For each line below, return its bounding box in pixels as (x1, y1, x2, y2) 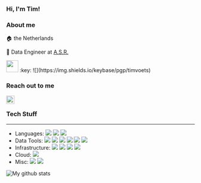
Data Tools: (14, 137, 43, 144)
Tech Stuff (6, 110, 38, 118)
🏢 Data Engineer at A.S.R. (6, 48, 69, 55)
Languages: (14, 130, 44, 137)
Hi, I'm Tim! (6, 5, 41, 13)
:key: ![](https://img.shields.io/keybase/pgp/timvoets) (19, 67, 151, 74)
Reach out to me (6, 82, 55, 90)
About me (6, 20, 36, 29)
